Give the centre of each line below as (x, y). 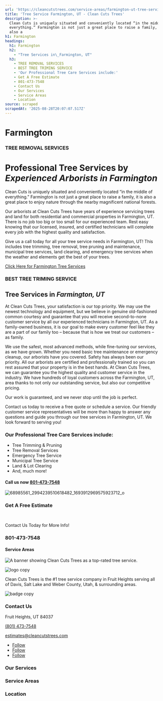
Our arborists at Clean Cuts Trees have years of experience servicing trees (80, 211)
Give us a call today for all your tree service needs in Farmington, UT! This (79, 241)
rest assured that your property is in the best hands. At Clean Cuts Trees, (78, 367)
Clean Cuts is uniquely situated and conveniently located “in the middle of (79, 192)
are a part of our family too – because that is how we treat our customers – (80, 332)
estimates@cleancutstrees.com (37, 636)
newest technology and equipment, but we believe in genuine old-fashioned (81, 311)
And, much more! (29, 471)
